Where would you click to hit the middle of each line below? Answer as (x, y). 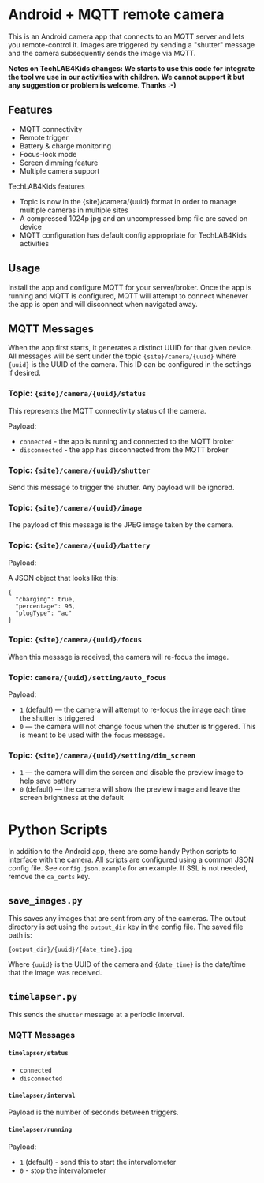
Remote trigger (44, 137)
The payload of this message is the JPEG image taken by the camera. (121, 525)
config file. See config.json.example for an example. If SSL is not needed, (128, 868)
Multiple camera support (59, 170)
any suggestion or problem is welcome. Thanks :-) (92, 85)
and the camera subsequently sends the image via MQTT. (102, 53)
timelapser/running (40, 1129)
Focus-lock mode (48, 154)
